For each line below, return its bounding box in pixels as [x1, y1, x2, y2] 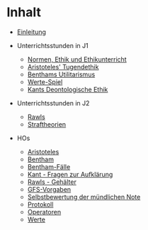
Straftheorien [27, 120, 67, 128]
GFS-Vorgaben [27, 185, 72, 193]
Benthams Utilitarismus [27, 70, 96, 79]
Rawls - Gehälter [27, 178, 77, 186]
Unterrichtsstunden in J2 [16, 98, 90, 107]
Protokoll [27, 200, 54, 209]
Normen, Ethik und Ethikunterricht [27, 54, 127, 64]
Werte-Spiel [27, 77, 63, 86]
